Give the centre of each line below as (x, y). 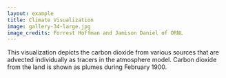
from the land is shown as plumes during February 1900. (87, 67)
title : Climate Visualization (51, 20)
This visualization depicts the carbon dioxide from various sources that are (113, 52)
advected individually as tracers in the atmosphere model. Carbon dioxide (112, 60)
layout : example (30, 13)
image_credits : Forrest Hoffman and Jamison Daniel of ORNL (95, 33)
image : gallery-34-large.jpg (49, 26)
